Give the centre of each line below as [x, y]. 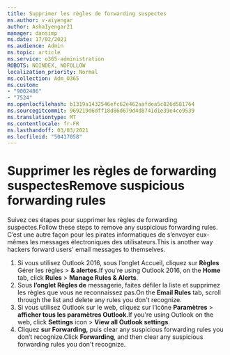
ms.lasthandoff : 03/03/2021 [48, 130]
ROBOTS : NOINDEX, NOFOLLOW [46, 65]
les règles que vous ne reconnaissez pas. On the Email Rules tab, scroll [119, 292]
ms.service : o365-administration [56, 59]
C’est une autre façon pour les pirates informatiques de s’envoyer [101, 235]
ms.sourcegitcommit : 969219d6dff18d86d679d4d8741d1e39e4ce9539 [101, 111]
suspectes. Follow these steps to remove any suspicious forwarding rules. [113, 228]
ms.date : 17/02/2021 [37, 40]
